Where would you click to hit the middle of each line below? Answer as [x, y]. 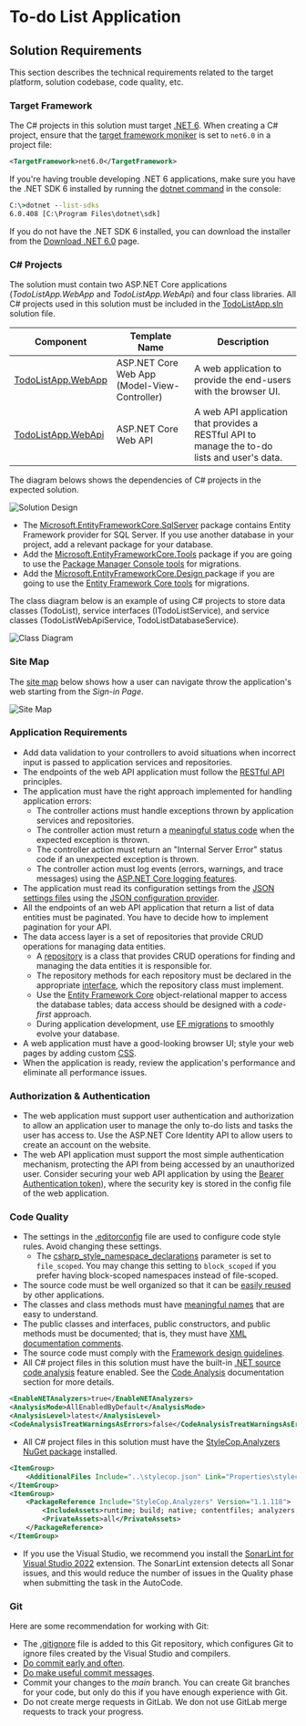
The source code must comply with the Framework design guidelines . [153, 1353]
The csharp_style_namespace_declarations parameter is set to [153, 1256]
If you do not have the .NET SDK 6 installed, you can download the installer [150, 231]
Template [151, 337]
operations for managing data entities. [94, 946]
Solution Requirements [76, 51]
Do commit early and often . [74, 1663]
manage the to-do [234, 446]
